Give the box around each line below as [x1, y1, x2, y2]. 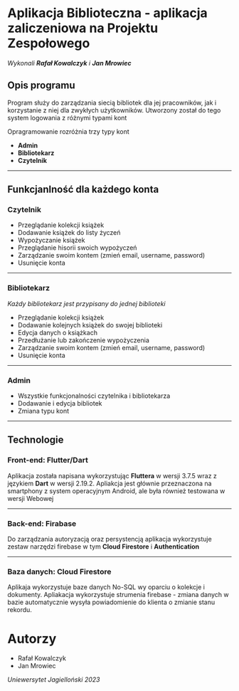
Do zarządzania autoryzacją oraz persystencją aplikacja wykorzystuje [7, 535, 212, 544]
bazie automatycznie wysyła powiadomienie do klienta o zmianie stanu [7, 598, 216, 606]
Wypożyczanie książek [17, 236, 85, 245]
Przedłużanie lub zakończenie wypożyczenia [17, 336, 149, 344]
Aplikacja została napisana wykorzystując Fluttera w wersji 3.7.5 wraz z [7, 471, 217, 480]
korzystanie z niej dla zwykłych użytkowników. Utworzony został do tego [7, 105, 221, 115]
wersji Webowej [7, 494, 54, 502]
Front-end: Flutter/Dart [7, 455, 89, 465]
